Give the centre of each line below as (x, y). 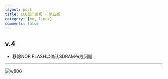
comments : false (22, 24)
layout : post (19, 10)
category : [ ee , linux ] (29, 19)
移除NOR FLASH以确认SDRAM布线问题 (52, 57)
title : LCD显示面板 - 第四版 (33, 14)
